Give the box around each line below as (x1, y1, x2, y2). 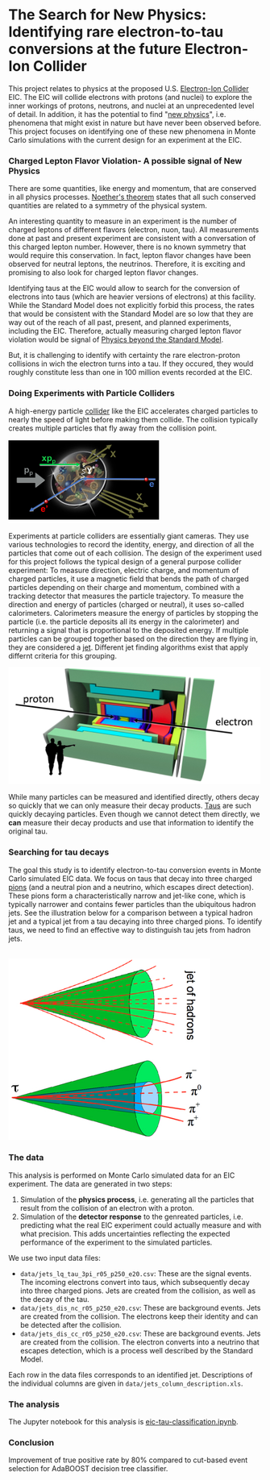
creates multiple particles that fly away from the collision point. (8, 423, 218, 433)
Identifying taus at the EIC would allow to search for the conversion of (8, 284, 240, 293)
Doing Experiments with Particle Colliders (8, 388, 175, 399)
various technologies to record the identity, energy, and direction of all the (8, 539, 255, 549)
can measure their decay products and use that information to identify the (8, 818, 254, 828)
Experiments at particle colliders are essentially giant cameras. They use (8, 530, 250, 541)
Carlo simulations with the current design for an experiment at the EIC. (8, 135, 242, 144)
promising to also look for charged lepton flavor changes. (8, 268, 199, 277)
